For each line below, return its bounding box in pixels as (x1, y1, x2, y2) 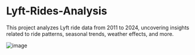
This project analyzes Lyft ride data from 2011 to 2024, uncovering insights (6, 24, 190, 31)
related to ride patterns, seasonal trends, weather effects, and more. (6, 30, 174, 37)
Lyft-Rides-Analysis (6, 4, 107, 18)
